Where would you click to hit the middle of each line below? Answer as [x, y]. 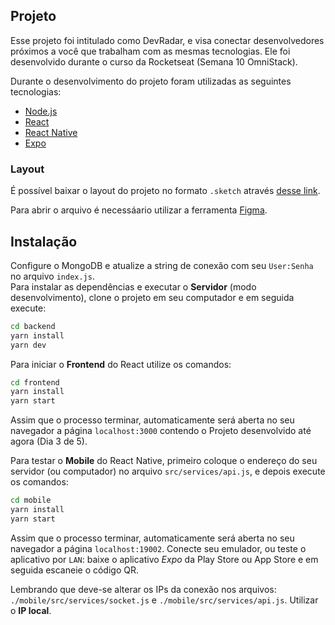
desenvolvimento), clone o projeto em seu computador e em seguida [152, 297]
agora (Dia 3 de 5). [49, 441]
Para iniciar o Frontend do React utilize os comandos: [121, 364]
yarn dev [28, 345]
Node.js [41, 111]
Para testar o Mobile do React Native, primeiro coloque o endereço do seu [164, 461]
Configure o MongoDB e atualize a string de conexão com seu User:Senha [162, 265]
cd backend [33, 326]
